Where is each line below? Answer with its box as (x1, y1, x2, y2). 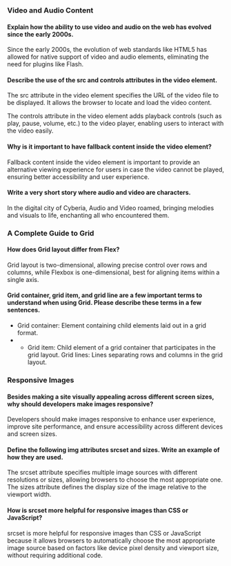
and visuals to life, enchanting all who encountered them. (7, 211, 170, 219)
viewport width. (7, 490, 52, 499)
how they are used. (7, 453, 63, 461)
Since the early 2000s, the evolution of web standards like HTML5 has (7, 46, 208, 54)
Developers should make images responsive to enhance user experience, (7, 415, 216, 424)
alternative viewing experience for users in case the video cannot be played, (7, 165, 224, 173)
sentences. (7, 306, 41, 314)
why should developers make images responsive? (7, 399, 154, 408)
